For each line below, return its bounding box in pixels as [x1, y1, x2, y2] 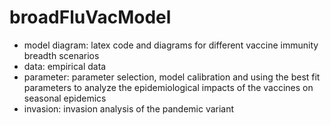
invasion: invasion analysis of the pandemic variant [23, 102, 235, 115]
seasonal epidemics [23, 92, 107, 104]
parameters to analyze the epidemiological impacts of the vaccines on [23, 81, 314, 93]
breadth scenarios [23, 49, 100, 61]
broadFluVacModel [9, 6, 172, 29]
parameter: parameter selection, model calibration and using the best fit [23, 71, 321, 83]
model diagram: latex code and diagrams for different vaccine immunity [23, 39, 319, 51]
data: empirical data [23, 60, 107, 72]
